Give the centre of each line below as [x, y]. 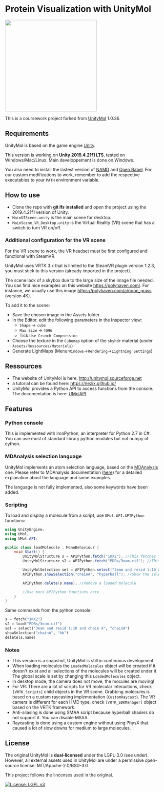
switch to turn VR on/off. [37, 227]
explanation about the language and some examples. [58, 477]
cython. [13, 444]
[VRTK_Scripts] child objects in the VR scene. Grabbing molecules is [81, 692]
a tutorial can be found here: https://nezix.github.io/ [64, 383]
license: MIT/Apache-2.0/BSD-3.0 [54, 765]
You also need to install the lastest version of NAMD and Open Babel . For [78, 169]
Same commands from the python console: [48, 610]
